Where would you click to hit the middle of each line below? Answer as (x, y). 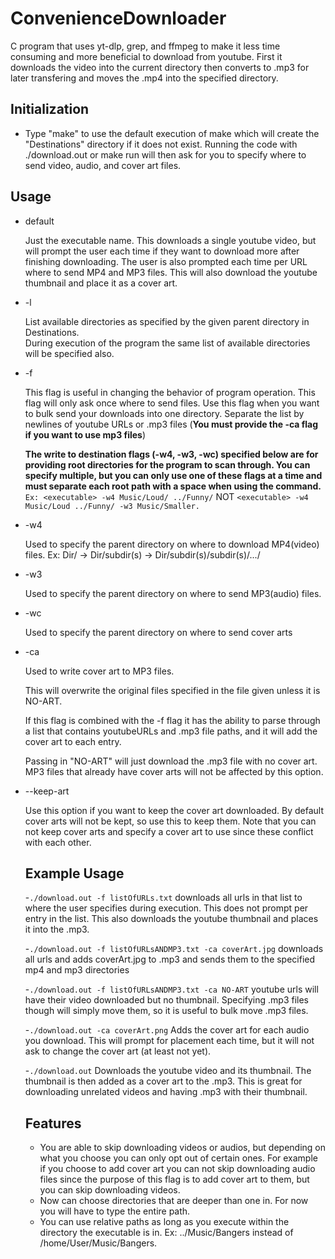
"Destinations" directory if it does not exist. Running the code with (161, 144)
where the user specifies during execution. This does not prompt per (166, 908)
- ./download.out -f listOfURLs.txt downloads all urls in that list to (163, 898)
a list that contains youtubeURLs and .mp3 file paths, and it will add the (171, 731)
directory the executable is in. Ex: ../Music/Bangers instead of (166, 1233)
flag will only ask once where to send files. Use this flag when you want (172, 403)
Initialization (50, 109)
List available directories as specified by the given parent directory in (167, 321)
